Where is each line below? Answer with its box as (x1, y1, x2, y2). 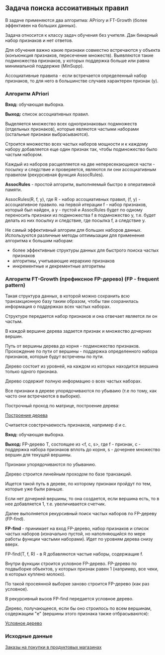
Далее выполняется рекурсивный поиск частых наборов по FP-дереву (5, 511, 157, 517)
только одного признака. (5, 369, 58, 374)
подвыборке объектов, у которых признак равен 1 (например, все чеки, (5, 566, 159, 572)
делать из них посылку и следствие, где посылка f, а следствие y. (5, 217, 146, 223)
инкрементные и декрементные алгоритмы (12, 263, 105, 269)
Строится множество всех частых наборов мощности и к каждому (5, 141, 148, 147)
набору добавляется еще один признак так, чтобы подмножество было (5, 146, 158, 152)
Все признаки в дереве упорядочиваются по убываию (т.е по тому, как (5, 388, 157, 394)
